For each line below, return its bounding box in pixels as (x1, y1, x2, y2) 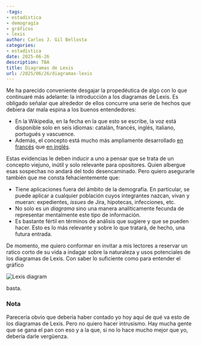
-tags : (6, 8, 23, 15)
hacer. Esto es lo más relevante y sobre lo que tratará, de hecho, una (14, 224, 185, 232)
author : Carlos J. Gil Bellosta (6, 37, 87, 43)
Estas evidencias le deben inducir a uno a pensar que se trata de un (6, 155, 174, 162)
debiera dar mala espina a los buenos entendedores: (6, 106, 137, 113)
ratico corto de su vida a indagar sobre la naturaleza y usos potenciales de (6, 249, 191, 256)
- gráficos (6, 25, 34, 32)
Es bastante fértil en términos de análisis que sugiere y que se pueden (14, 218, 189, 225)
